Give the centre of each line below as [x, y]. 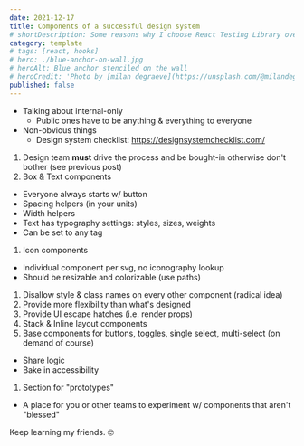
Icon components [55, 250]
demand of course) [58, 342]
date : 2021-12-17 [42, 18]
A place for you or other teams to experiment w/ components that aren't [157, 404]
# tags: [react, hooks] [54, 52]
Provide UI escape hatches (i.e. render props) [107, 314]
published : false [42, 85]
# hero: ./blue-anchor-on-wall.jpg [76, 60]
